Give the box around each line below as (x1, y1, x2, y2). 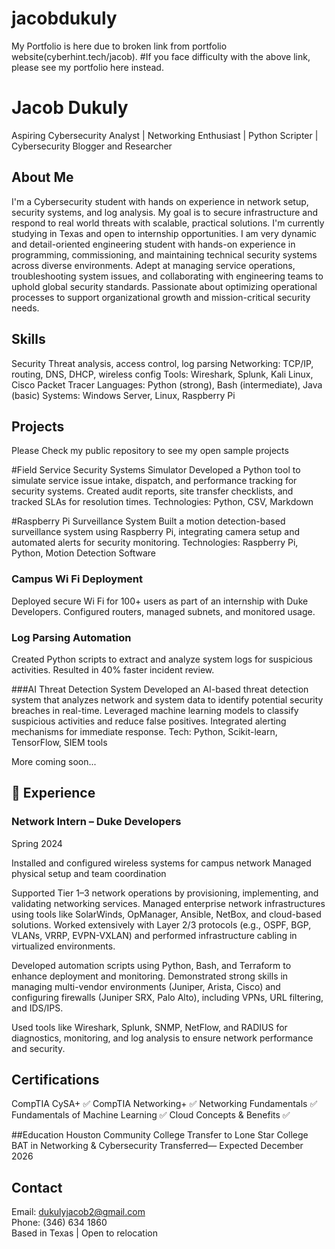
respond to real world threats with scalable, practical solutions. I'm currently (11, 217, 325, 229)
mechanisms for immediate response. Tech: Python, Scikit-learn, (11, 725, 278, 737)
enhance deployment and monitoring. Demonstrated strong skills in (11, 970, 289, 982)
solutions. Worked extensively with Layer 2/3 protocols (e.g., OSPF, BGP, (11, 918, 312, 931)
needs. (11, 302, 40, 314)
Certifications (11, 1071, 100, 1088)
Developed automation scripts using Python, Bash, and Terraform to (11, 959, 292, 971)
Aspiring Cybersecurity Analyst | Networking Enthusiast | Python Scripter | (11, 129, 319, 141)
